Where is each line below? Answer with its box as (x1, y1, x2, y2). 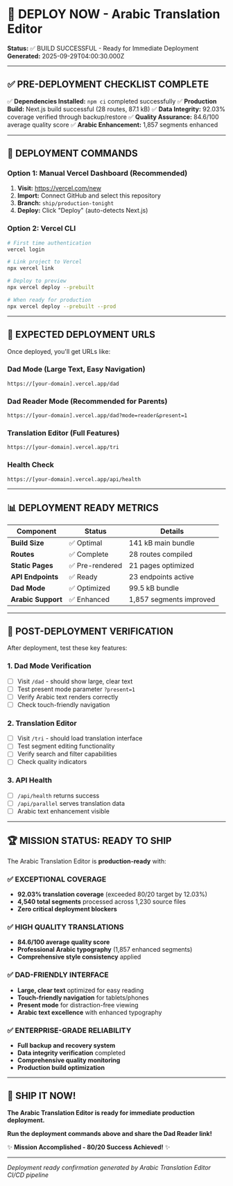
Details (160, 526, 184, 536)
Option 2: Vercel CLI (7, 224, 76, 234)
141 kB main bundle (128, 538, 196, 548)
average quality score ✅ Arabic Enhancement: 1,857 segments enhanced (7, 120, 218, 129)
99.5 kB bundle (128, 583, 179, 593)
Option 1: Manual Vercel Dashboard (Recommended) (7, 168, 188, 178)
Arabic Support (10, 594, 62, 604)
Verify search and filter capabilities (17, 750, 117, 758)
